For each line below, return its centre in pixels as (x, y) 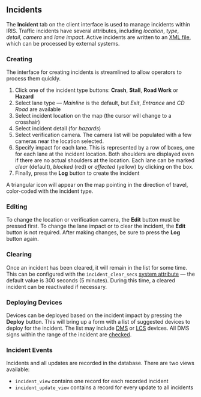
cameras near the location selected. (59, 141)
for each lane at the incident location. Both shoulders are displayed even (104, 154)
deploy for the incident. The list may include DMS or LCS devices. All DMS (98, 328)
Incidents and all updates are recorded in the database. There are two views (100, 363)
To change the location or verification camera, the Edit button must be (93, 220)
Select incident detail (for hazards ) (58, 129)
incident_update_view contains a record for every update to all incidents (104, 387)
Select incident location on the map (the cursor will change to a (93, 116)
